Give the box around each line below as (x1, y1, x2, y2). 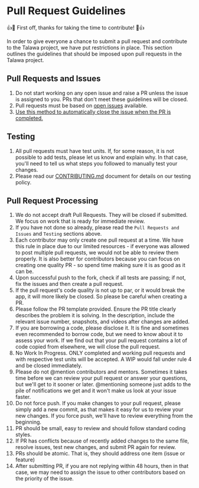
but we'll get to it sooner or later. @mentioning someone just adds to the (15, 381, 191, 388)
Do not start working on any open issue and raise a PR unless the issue (15, 89, 188, 96)
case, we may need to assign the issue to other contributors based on (15, 469, 185, 476)
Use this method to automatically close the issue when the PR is (15, 108, 171, 115)
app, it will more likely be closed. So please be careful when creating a (15, 293, 187, 300)
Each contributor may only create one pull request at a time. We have (15, 236, 184, 243)
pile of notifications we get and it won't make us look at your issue (15, 387, 177, 394)
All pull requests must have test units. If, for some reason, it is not (15, 147, 175, 154)
